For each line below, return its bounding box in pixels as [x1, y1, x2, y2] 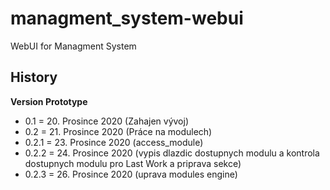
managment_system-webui [10, 7, 244, 30]
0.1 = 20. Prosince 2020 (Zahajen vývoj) [24, 115, 190, 127]
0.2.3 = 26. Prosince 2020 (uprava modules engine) [24, 168, 238, 180]
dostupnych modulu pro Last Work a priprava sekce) [24, 157, 242, 169]
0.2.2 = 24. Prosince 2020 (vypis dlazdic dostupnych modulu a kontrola [24, 147, 320, 159]
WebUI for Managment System [10, 40, 137, 52]
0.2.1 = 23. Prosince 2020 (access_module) [24, 136, 204, 148]
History [10, 69, 58, 86]
